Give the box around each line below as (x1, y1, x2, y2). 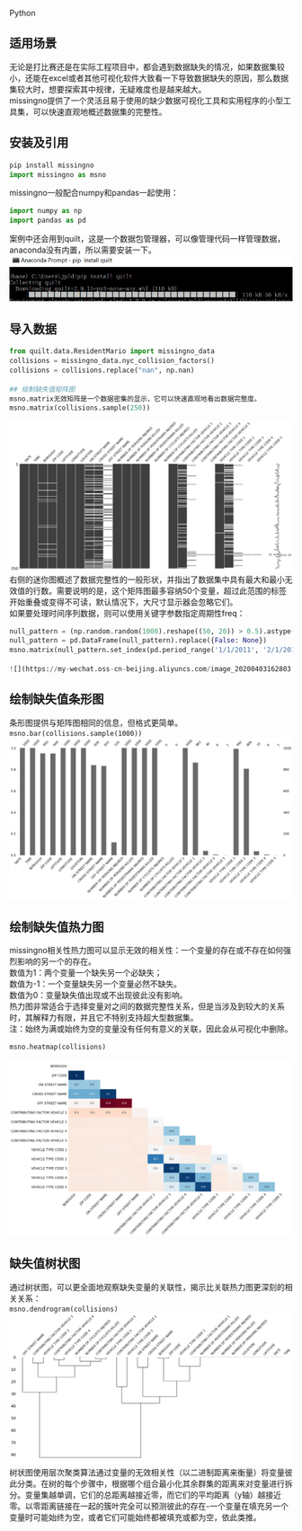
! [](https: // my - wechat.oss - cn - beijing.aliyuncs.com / (9, 665, 211, 674)
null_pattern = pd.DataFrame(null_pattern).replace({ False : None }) (9, 636, 268, 645)
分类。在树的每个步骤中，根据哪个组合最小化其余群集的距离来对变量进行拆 (16, 1478, 293, 1489)
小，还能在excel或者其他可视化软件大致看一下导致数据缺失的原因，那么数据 (9, 72, 289, 84)
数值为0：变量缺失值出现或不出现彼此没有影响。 (9, 990, 188, 1001)
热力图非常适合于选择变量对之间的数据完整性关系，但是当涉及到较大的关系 (9, 1001, 285, 1012)
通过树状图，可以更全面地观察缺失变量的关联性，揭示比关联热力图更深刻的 (9, 1281, 285, 1292)
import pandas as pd (9, 216, 87, 226)
